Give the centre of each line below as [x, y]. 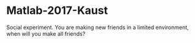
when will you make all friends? [46, 33]
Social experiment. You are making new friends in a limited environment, [97, 27]
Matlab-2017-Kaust [57, 11]
